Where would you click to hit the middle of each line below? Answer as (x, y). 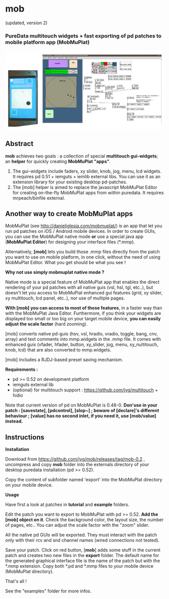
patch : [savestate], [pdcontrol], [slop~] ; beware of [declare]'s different (82, 411)
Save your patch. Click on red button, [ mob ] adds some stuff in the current (83, 550)
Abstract (19, 144)
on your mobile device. (29, 485)
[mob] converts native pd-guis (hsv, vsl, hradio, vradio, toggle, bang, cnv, (81, 334)
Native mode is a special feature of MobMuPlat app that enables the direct (82, 282)
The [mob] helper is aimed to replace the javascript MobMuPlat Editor (85, 187)
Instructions (25, 437)
